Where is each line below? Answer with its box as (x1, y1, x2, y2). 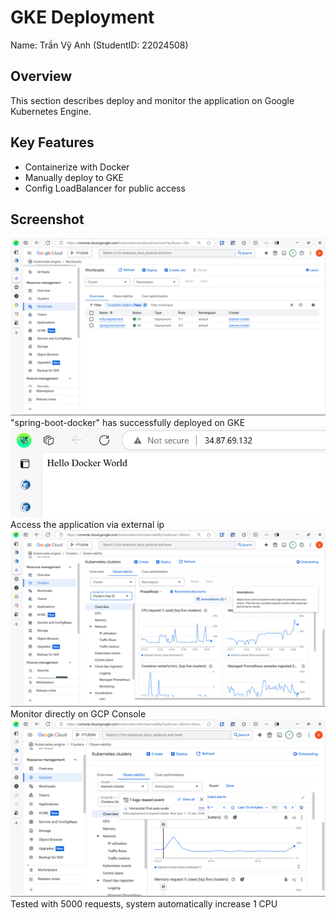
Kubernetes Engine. (10, 105, 92, 117)
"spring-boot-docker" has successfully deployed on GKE (10, 416, 246, 428)
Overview (10, 68, 73, 85)
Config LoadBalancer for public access (24, 182, 186, 194)
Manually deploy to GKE (24, 171, 125, 183)
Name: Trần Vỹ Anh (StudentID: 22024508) (10, 39, 189, 51)
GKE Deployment (10, 6, 155, 29)
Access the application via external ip (10, 518, 165, 530)
